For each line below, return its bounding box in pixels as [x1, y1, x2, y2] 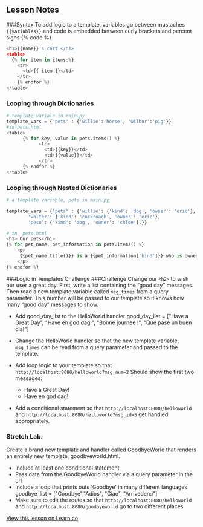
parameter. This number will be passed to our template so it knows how [6, 294, 184, 301]
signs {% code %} [6, 33, 52, 41]
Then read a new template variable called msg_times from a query [6, 287, 169, 295]
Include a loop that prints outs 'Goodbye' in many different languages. [14, 483, 189, 491]
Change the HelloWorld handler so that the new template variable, [14, 337, 179, 344]
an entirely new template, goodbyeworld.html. [6, 452, 121, 459]
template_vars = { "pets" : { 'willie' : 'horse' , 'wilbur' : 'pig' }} [6, 118, 172, 125]
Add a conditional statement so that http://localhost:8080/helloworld [14, 404, 192, 411]
